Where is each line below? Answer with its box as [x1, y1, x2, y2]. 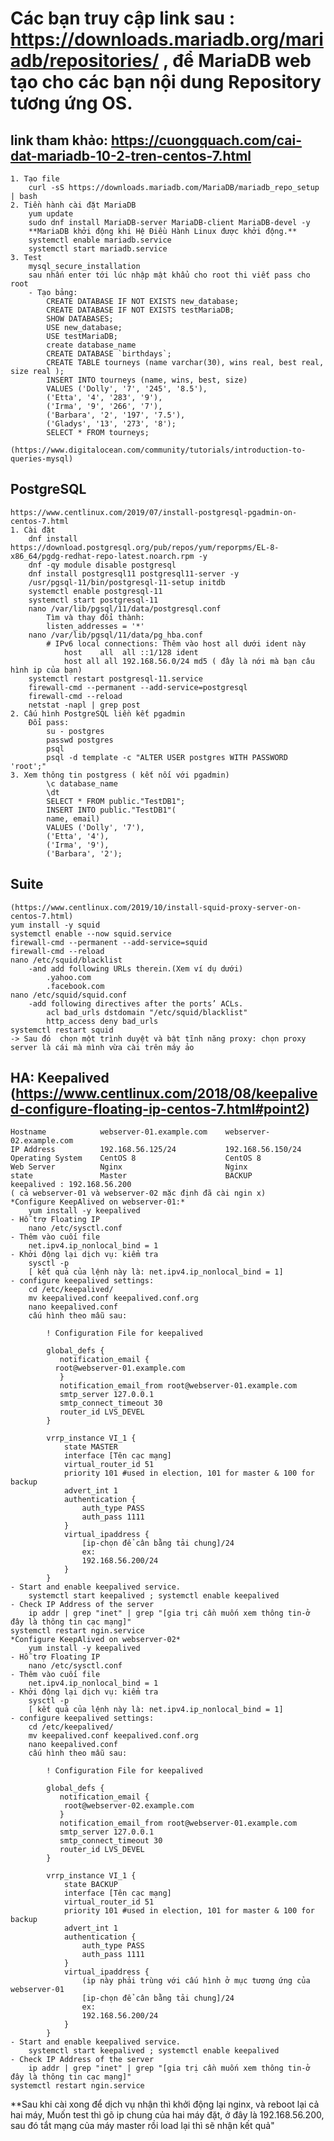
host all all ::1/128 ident [63, 647, 199, 657]
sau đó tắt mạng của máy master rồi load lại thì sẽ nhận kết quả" [10, 2120, 275, 2132]
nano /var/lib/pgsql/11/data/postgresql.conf [28, 603, 222, 614]
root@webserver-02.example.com [63, 1801, 195, 1811]
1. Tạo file [10, 174, 60, 184]
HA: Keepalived [10, 1070, 110, 1087]
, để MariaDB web [163, 50, 312, 72]
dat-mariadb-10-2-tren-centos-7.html [10, 147, 252, 164]
